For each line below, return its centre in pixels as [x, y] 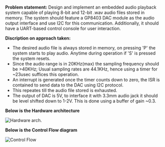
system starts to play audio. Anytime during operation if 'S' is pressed [84, 53]
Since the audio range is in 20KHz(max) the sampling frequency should [86, 64]
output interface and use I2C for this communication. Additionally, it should [82, 23]
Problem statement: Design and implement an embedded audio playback [81, 7]
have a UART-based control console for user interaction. [63, 28]
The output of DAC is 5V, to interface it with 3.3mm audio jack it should [85, 95]
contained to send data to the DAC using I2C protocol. [68, 85]
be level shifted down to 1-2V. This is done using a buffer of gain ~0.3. [84, 101]
